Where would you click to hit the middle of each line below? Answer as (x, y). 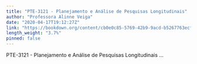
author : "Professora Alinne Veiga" (50, 17)
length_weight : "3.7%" (34, 33)
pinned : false (23, 38)
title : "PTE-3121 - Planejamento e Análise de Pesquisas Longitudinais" (97, 11)
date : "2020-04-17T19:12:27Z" (43, 22)
